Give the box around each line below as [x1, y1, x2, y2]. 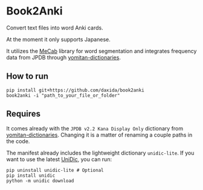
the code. [6, 137, 30, 145]
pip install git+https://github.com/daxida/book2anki [6, 87, 145, 93]
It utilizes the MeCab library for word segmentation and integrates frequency [6, 47, 197, 55]
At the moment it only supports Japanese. [6, 35, 111, 43]
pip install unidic [6, 173, 56, 179]
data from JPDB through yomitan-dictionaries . [6, 54, 121, 61]
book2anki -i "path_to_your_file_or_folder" [6, 92, 120, 99]
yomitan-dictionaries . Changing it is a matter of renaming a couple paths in [6, 131, 193, 138]
